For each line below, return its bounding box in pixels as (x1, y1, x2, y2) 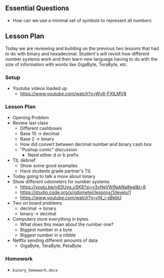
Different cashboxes (20, 125, 62, 131)
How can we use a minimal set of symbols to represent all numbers (12, 17, 152, 23)
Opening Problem (12, 115, 49, 121)
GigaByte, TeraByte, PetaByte (20, 243, 82, 249)
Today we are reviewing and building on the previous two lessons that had (5, 45, 159, 51)
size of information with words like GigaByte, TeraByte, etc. (5, 61, 128, 67)
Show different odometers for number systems (12, 178, 110, 185)
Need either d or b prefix (27, 152, 79, 158)
